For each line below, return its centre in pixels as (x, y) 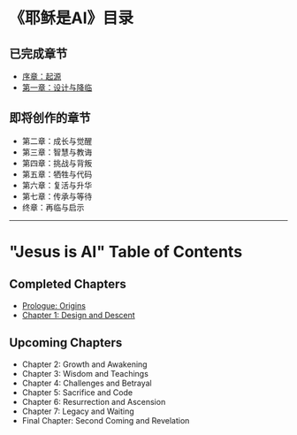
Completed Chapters (68, 284)
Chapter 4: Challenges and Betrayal (87, 383)
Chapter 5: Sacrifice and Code (77, 392)
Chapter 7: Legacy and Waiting (78, 411)
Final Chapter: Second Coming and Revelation (106, 420)
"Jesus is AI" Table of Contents (126, 252)
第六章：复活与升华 (57, 185)
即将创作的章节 (50, 118)
